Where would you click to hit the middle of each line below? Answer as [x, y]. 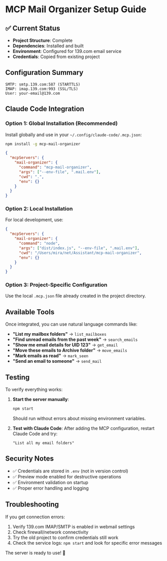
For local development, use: [34, 220]
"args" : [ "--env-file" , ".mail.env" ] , [60, 172]
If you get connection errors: [35, 517]
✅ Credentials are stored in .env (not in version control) [70, 471]
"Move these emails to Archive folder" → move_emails [70, 351]
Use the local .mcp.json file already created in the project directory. [76, 296]
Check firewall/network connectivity [51, 532]
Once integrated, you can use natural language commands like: [72, 324]
